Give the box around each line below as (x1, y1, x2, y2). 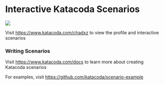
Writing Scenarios (5, 47, 50, 54)
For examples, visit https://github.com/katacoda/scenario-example (5, 74, 143, 80)
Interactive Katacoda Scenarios (5, 4, 140, 15)
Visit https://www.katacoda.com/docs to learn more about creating (5, 59, 144, 65)
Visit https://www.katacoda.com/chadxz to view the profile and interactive (5, 29, 159, 36)
